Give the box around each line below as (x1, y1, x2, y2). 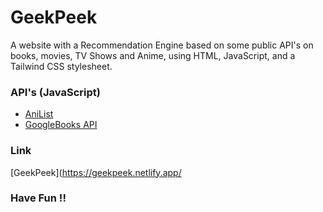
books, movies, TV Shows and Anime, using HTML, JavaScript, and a (10, 49, 296, 61)
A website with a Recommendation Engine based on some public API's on (10, 39, 314, 51)
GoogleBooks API (24, 119, 98, 131)
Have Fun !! (10, 191, 67, 205)
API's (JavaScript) (10, 85, 101, 99)
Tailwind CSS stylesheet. (10, 60, 113, 72)
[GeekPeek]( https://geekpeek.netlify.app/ (10, 166, 182, 178)
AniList (24, 108, 54, 120)
